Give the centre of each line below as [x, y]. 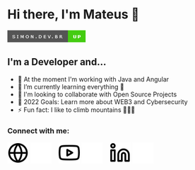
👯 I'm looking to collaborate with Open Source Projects [97, 94]
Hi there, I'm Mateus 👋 [73, 15]
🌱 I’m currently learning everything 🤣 [71, 86]
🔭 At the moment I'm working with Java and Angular [93, 79]
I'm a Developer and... [57, 62]
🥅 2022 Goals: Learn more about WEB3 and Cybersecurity [103, 101]
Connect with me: [39, 130]
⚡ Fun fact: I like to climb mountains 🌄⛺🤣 [76, 110]
